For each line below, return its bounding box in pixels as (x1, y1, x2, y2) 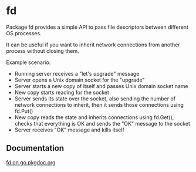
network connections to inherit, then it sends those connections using (14, 101, 184, 108)
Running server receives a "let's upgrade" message (14, 70, 140, 77)
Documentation (6, 143, 65, 153)
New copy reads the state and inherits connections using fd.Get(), (14, 113, 174, 121)
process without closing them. (6, 47, 79, 54)
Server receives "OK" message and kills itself (14, 126, 124, 133)
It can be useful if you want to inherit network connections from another (6, 41, 180, 48)
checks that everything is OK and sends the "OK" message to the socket (14, 120, 191, 127)
